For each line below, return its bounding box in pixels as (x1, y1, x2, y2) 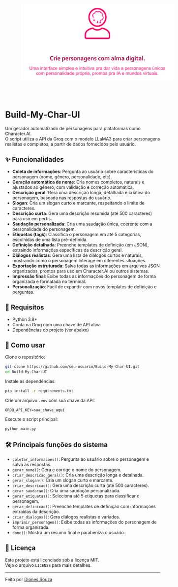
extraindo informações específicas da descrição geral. (12, 247, 123, 253)
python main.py (5, 426, 36, 431)
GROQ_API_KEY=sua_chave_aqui (5, 408, 65, 413)
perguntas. (12, 289, 34, 295)
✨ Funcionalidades (5, 155, 64, 164)
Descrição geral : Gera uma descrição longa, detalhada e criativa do (12, 189, 150, 195)
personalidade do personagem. (12, 226, 76, 232)
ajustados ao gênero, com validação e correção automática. (12, 184, 134, 190)
